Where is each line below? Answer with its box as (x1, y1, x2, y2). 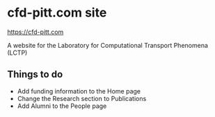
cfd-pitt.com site (7, 5, 107, 21)
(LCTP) (7, 48, 28, 57)
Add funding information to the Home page (17, 87, 141, 95)
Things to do (7, 69, 63, 80)
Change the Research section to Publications (17, 94, 147, 102)
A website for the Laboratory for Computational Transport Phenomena (7, 41, 209, 49)
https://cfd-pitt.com (7, 28, 64, 36)
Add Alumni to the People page (17, 102, 107, 110)
